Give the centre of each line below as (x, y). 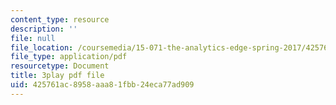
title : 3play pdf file (57, 76)
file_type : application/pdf (69, 57)
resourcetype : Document (60, 66)
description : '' (44, 29)
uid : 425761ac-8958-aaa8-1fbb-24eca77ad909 (102, 85)
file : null (33, 38)
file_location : (42, 47)
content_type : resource (60, 19)
